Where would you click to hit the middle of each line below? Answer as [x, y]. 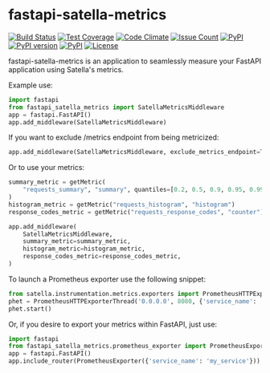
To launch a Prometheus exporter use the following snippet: [107, 279]
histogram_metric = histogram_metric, [84, 249]
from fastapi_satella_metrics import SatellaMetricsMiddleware [117, 107]
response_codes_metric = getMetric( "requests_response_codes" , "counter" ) [136, 212]
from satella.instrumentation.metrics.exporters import [104, 294]
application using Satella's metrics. [66, 69]
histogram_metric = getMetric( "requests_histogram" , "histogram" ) [122, 205]
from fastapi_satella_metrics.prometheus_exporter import [107, 347]
